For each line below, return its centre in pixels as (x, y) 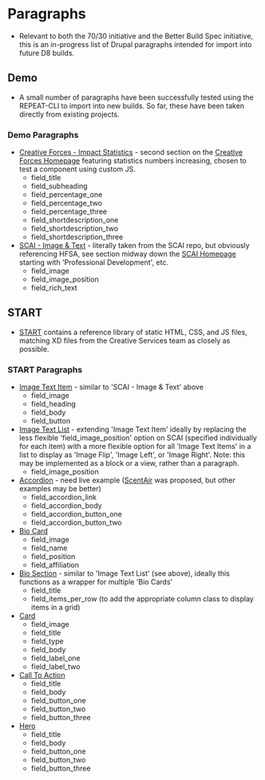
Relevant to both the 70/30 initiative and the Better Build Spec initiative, (136, 36)
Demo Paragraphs (43, 135)
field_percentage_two (67, 203)
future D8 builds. (47, 53)
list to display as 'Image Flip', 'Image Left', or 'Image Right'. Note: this (132, 455)
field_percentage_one (67, 195)
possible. (34, 349)
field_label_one (55, 658)
